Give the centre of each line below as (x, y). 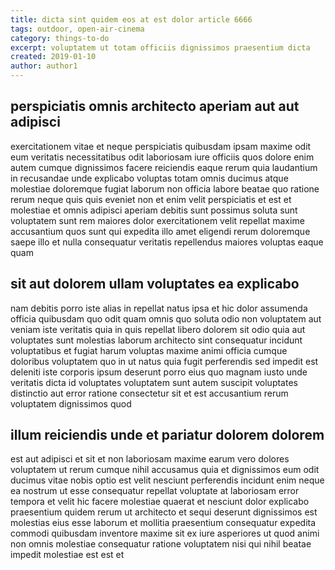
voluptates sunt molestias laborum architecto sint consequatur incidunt (156, 340)
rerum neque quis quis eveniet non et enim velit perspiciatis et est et (151, 199)
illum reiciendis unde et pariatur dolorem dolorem (167, 435)
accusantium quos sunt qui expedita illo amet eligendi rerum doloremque (160, 231)
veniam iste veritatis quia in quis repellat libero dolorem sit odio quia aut (158, 329)
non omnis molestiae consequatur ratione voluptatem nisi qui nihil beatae (161, 544)
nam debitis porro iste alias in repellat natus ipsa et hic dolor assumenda (159, 308)
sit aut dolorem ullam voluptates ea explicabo (155, 284)
